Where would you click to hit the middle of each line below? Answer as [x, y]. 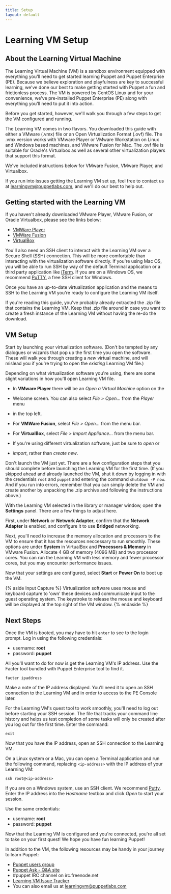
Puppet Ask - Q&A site [36, 870]
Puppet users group [34, 864]
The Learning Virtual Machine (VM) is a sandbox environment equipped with [85, 71]
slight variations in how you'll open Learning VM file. [60, 379]
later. [11, 698]
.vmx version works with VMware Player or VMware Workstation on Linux [82, 139]
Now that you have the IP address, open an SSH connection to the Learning [84, 743]
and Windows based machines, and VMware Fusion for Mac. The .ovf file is [84, 145]
